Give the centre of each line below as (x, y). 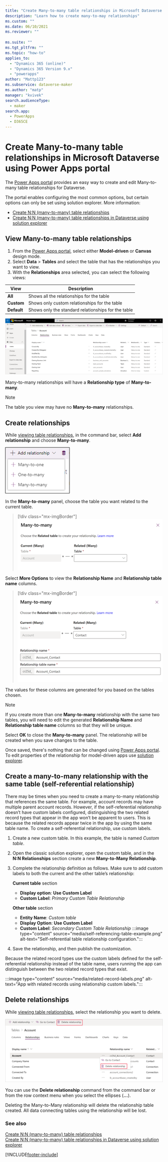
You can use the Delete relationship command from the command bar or (80, 1090)
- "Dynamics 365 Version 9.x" (41, 69)
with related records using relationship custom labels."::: (85, 984)
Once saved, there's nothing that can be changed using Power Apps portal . (83, 750)
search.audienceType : (28, 100)
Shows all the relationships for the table (69, 296)
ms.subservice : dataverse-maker (39, 85)
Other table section (33, 908)
